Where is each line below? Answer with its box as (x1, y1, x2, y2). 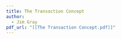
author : (6, 14, 25, 19)
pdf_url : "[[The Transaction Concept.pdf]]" (6, 24, 116, 30)
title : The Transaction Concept (6, 8, 84, 14)
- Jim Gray (11, 19, 38, 25)
